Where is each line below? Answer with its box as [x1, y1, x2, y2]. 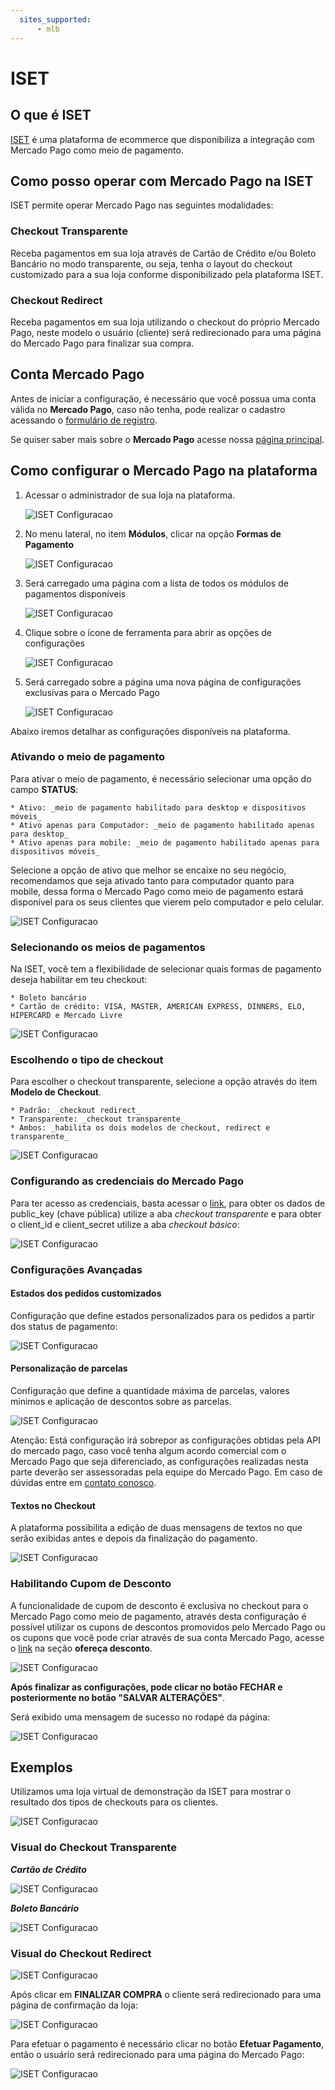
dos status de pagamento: [10, 1320, 118, 1332]
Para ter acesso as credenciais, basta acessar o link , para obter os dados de [10, 1197, 326, 1209]
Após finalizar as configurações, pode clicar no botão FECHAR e [10, 1681, 283, 1693]
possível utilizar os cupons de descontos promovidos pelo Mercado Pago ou [10, 1621, 326, 1633]
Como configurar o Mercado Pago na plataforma [10, 462, 318, 480]
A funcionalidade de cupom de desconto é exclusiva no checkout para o [10, 1599, 309, 1611]
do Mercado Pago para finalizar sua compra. [10, 337, 195, 349]
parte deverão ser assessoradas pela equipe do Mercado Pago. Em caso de [10, 1466, 323, 1478]
